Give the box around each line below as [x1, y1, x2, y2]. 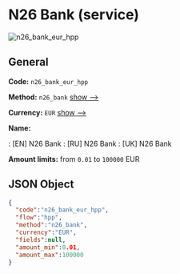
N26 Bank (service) [8, 6, 140, 24]
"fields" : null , [15, 236, 66, 244]
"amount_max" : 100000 [15, 251, 84, 259]
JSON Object [8, 178, 74, 191]
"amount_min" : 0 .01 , [15, 243, 81, 252]
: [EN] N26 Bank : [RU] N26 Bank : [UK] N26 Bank [8, 139, 172, 148]
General [8, 55, 50, 69]
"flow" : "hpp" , [15, 214, 62, 222]
